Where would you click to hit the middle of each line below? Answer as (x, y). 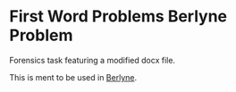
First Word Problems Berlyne (118, 17)
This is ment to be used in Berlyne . (73, 77)
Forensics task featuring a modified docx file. (93, 60)
